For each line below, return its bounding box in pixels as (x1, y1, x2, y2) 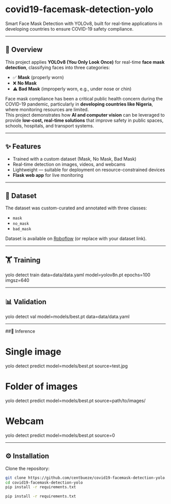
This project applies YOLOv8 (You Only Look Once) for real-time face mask (5, 59, 165, 65)
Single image (5, 346, 62, 358)
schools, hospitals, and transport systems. (5, 122, 94, 128)
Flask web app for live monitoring (12, 172, 83, 178)
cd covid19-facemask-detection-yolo (5, 480, 83, 485)
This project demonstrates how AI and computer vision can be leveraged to (5, 112, 165, 118)
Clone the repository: (5, 465, 50, 471)
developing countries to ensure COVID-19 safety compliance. (5, 25, 134, 32)
